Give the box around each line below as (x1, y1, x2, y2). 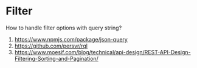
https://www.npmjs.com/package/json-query (14, 36, 128, 43)
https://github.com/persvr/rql (14, 42, 88, 49)
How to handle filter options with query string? (5, 24, 122, 31)
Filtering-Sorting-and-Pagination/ (14, 55, 98, 62)
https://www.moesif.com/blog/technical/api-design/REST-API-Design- (14, 48, 191, 55)
